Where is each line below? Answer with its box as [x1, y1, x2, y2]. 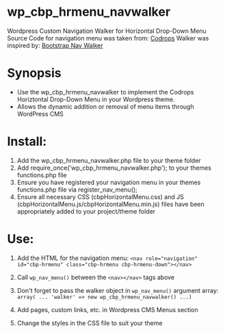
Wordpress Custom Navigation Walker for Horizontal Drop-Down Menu [7, 27, 207, 35]
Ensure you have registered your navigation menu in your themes [16, 178, 201, 186]
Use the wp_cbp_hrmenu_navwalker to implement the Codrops [16, 88, 194, 96]
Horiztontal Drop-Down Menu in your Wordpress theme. [16, 95, 175, 103]
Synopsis [7, 66, 62, 81]
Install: [7, 134, 47, 149]
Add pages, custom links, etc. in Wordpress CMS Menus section [16, 305, 198, 313]
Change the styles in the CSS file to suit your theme [16, 319, 163, 327]
